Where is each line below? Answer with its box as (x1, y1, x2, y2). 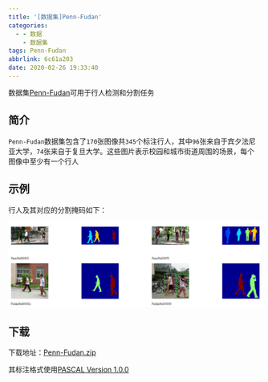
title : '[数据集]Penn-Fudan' (8, 13, 103, 21)
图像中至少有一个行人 (8, 156, 79, 166)
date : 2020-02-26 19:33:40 (8, 64, 99, 72)
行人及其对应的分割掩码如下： (8, 205, 107, 214)
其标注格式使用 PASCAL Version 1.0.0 (8, 365, 130, 375)
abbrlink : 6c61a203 (8, 55, 74, 63)
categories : (8, 21, 48, 30)
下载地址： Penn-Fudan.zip (8, 347, 96, 357)
